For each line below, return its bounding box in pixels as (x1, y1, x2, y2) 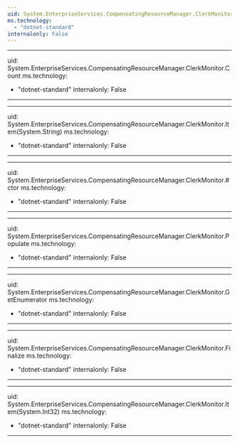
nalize (7, 351, 25, 360)
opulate (7, 240, 30, 248)
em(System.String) (7, 127, 63, 136)
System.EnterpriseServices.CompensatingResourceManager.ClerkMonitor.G (7, 288, 230, 297)
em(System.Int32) (7, 407, 60, 416)
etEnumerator (7, 296, 48, 304)
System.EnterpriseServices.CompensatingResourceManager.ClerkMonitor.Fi (7, 344, 231, 353)
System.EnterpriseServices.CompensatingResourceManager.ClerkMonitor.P (7, 232, 230, 240)
